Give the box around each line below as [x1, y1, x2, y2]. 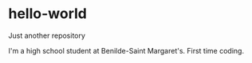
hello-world [8, 5, 88, 23]
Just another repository [8, 31, 86, 40]
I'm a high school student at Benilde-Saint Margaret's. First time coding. [8, 46, 245, 55]
